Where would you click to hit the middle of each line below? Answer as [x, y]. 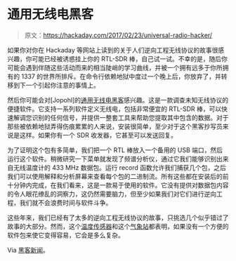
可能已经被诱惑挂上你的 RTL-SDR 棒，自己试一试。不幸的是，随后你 [130, 59]
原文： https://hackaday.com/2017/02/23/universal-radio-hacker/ [118, 35]
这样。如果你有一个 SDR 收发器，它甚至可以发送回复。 [98, 135]
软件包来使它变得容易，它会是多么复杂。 [66, 235]
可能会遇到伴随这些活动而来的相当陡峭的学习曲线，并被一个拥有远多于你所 [115, 67]
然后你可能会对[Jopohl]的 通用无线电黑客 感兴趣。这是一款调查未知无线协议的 [118, 100]
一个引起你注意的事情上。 [63, 85]
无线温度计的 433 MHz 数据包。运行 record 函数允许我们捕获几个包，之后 [120, 167]
